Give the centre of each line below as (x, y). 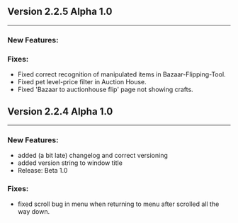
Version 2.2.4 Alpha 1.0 (60, 111)
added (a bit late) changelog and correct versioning (93, 156)
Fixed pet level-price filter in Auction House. (82, 82)
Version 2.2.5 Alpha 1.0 (60, 12)
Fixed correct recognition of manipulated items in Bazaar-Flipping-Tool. (121, 74)
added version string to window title (70, 163)
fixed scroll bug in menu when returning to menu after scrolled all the (118, 204)
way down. (34, 212)
